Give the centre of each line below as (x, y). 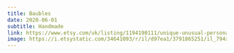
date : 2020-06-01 (32, 20)
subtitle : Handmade (36, 26)
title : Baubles (29, 13)
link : (15, 33)
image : (17, 39)
